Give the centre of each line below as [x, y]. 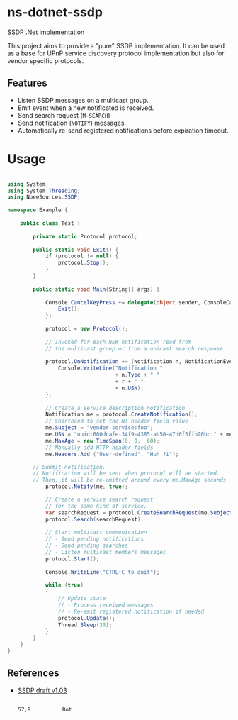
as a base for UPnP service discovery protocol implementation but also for [116, 53]
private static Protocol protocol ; [85, 236]
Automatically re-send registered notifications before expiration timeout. [123, 130]
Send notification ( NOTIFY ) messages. [72, 123]
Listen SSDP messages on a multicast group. [83, 100]
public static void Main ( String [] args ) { [96, 289]
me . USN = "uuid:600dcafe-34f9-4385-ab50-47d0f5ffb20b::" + [134, 434]
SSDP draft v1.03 [42, 690]
